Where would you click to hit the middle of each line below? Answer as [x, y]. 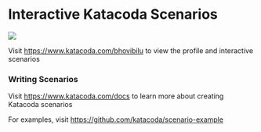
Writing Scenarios [43, 79]
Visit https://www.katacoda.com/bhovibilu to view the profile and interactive [130, 50]
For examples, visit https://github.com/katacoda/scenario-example [116, 120]
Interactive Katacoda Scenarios [113, 14]
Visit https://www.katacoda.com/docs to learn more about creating [116, 96]
